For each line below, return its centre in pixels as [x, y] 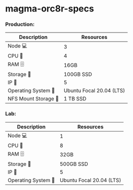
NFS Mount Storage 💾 [33, 99]
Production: [20, 24]
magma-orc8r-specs [50, 9]
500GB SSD [74, 164]
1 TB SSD [75, 99]
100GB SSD [78, 74]
